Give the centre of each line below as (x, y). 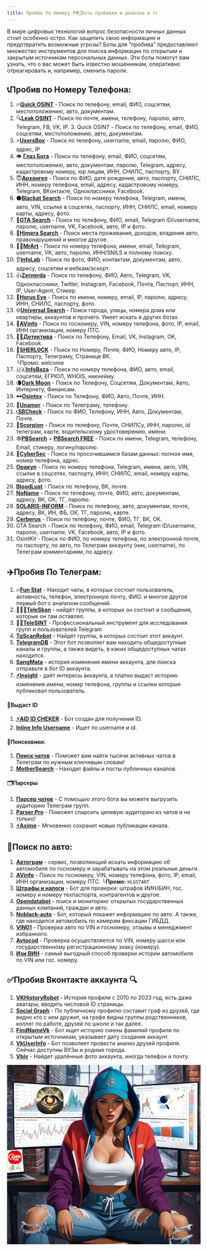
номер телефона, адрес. (48, 460)
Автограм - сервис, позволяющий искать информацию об (93, 862)
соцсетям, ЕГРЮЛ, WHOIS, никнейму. (65, 376)
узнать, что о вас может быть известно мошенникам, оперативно (94, 64)
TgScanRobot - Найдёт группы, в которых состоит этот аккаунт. (100, 636)
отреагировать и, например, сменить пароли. (67, 70)
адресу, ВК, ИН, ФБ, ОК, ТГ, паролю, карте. (73, 512)
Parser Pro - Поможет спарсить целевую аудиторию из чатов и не (103, 812)
